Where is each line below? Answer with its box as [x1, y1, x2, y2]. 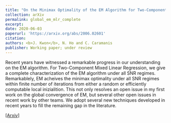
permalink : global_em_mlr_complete [5, 17, 81, 22]
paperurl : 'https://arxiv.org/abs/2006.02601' [5, 31, 106, 36]
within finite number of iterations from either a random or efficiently [5, 81, 147, 87]
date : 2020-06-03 [5, 26, 42, 32]
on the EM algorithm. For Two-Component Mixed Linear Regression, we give [5, 65, 165, 71]
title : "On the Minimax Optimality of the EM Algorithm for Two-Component [5, 7, 167, 13]
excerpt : [5, 21, 24, 27]
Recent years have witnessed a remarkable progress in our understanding [5, 59, 160, 65]
